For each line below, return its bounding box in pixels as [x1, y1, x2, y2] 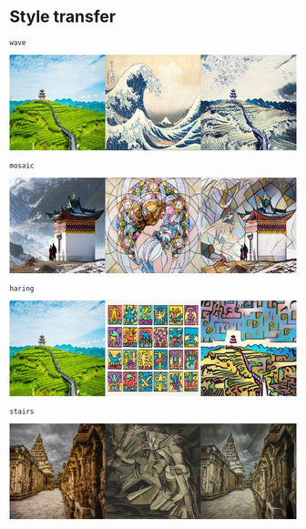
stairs [9, 407, 35, 416]
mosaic [9, 161, 35, 170]
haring [9, 284, 35, 293]
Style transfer [9, 6, 117, 27]
